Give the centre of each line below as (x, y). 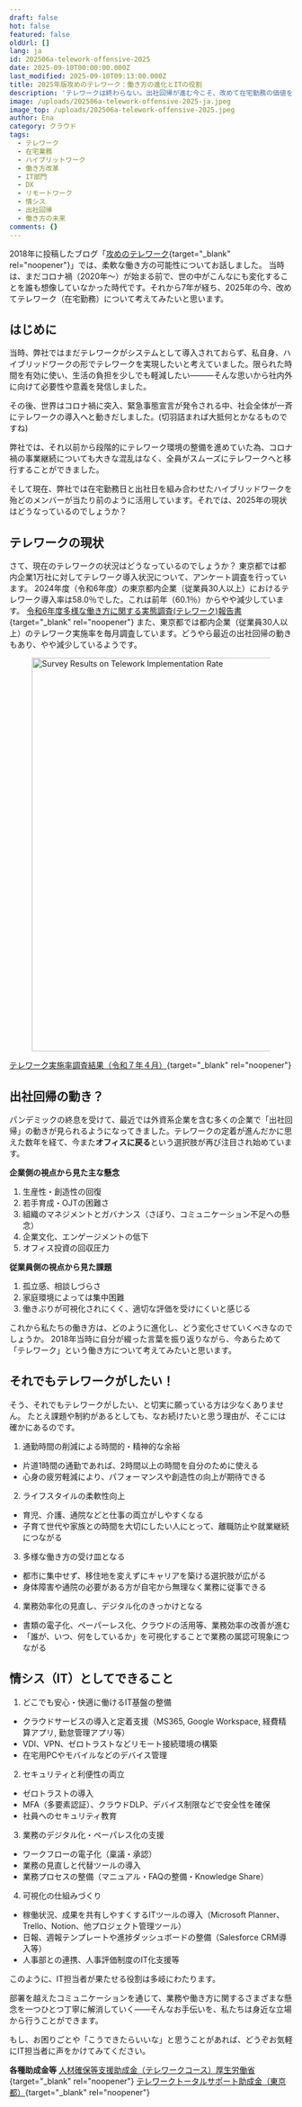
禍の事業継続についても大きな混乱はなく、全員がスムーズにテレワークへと (147, 459)
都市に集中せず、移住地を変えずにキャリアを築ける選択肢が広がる (144, 1575)
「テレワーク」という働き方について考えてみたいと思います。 (123, 1349)
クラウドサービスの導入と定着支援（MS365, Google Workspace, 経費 (150, 1721)
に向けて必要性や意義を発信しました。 (80, 387)
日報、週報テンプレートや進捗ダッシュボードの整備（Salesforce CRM (151, 1937)
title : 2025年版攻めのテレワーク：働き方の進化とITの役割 (106, 85)
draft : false (34, 18)
